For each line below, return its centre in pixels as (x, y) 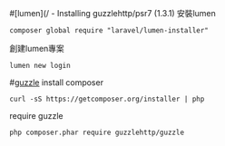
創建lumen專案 (37, 49)
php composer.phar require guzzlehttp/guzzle (97, 132)
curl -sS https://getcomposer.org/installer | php (107, 99)
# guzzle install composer (57, 83)
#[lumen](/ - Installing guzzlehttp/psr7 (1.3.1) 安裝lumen (112, 13)
